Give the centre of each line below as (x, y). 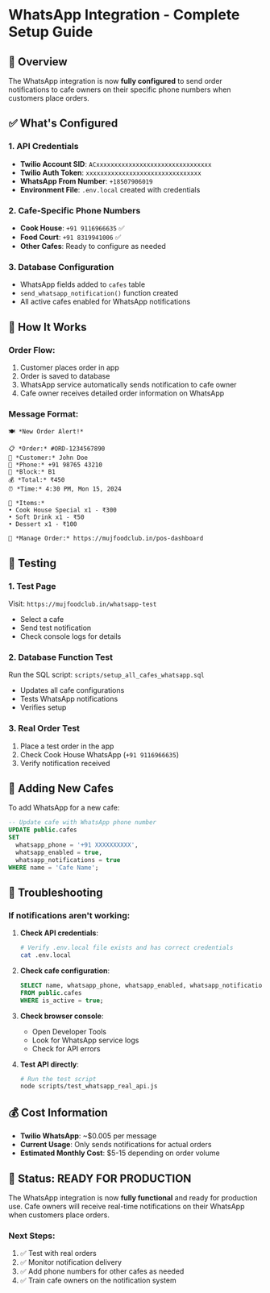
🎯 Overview (38, 62)
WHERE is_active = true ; (62, 1001)
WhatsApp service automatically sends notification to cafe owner (128, 384)
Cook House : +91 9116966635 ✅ (72, 228)
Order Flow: (32, 350)
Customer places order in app (69, 367)
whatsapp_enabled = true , (59, 852)
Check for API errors (66, 1048)
